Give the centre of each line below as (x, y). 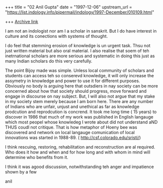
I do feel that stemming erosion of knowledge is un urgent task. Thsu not (78, 45)
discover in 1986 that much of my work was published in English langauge (79, 117)
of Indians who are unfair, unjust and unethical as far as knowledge (72, 107)
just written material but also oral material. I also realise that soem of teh (77, 51)
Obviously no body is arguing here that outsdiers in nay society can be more (81, 86)
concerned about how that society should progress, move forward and (76, 91)
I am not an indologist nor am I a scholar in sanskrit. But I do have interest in (81, 31)
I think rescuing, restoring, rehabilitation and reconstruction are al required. (80, 147)
